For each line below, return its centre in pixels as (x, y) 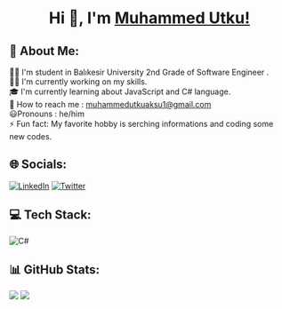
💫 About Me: (44, 51)
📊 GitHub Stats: (55, 270)
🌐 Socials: (38, 165)
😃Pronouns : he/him (47, 114)
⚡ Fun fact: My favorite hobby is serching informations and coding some (141, 124)
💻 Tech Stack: (50, 215)
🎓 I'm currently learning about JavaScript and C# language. (120, 91)
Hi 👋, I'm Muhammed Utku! (149, 18)
